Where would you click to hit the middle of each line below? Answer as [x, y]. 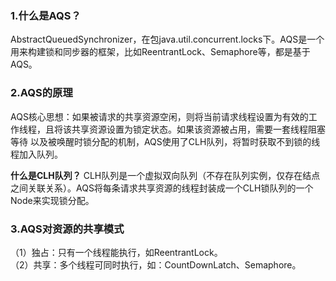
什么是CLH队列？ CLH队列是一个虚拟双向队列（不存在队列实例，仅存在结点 [165, 175]
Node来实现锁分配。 [52, 200]
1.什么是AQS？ [46, 15]
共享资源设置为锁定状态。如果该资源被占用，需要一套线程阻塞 [198, 129]
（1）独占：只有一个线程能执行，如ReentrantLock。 [116, 252]
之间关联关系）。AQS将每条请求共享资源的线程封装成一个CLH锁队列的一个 [162, 188]
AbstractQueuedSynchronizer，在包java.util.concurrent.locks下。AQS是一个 [167, 39]
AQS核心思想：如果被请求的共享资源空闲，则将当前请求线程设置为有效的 [159, 116]
